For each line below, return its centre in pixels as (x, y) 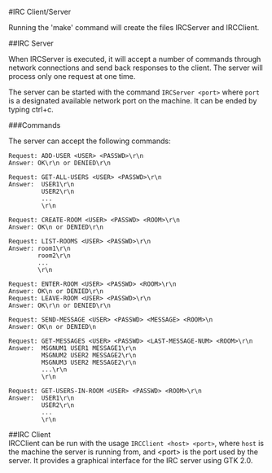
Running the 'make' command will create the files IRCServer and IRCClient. (134, 27)
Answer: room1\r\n (39, 248)
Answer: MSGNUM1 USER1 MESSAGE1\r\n (72, 348)
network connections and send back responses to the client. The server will (136, 68)
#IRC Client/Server (40, 12)
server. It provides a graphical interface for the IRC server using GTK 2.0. (131, 460)
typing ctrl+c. (31, 109)
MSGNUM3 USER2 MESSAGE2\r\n (89, 362)
